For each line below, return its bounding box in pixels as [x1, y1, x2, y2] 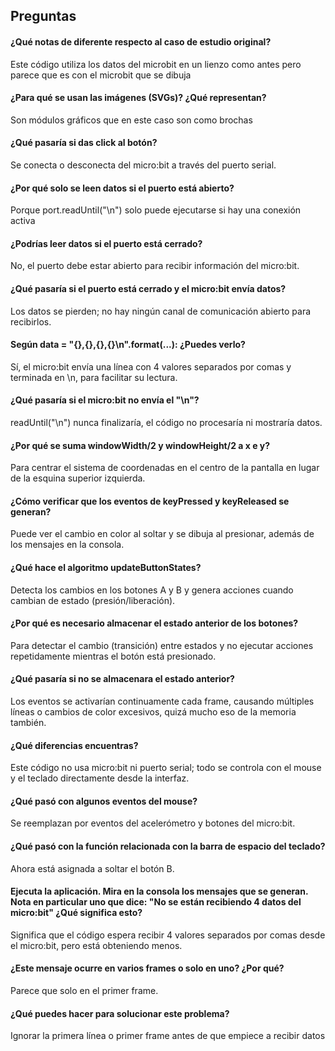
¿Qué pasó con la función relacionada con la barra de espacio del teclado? [10, 840, 326, 853]
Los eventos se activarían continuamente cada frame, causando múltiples [10, 695, 315, 708]
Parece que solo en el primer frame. [10, 985, 159, 997]
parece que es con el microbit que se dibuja [10, 69, 192, 81]
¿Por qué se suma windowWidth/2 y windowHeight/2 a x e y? [10, 439, 271, 451]
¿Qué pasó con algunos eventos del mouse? [10, 795, 198, 807]
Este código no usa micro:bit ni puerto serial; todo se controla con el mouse [10, 762, 322, 774]
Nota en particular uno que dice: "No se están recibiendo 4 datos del [10, 896, 302, 908]
